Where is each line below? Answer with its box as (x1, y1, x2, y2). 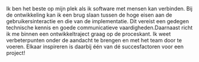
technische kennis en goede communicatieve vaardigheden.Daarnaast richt (6, 24, 193, 31)
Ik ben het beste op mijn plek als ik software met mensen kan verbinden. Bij (6, 5, 193, 12)
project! (6, 49, 26, 56)
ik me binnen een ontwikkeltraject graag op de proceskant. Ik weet (6, 30, 171, 38)
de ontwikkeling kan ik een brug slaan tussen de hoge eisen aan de (6, 11, 173, 18)
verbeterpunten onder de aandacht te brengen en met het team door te (6, 37, 182, 44)
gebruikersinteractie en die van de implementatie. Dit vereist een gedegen (6, 18, 189, 24)
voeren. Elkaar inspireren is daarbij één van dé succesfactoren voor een (6, 43, 184, 50)
